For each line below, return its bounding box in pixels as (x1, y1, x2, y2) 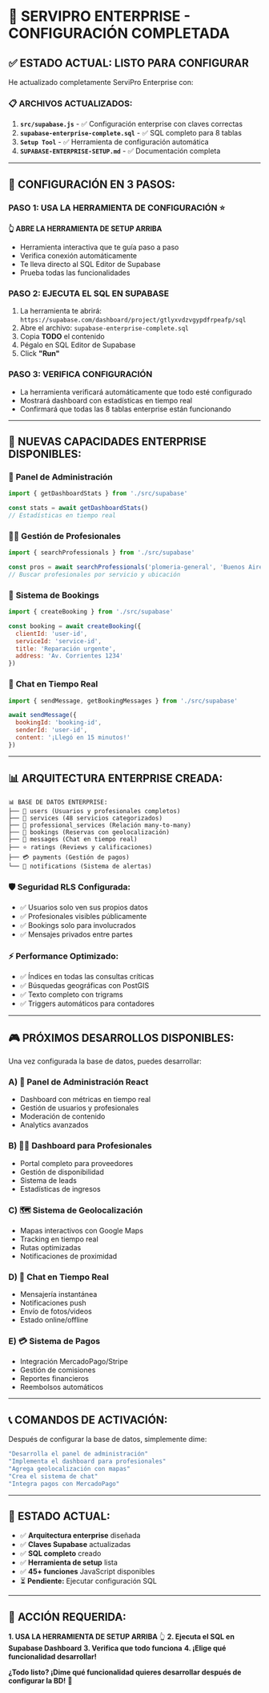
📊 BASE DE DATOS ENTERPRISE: (8, 798, 108, 806)
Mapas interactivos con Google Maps (19, 1225, 144, 1235)
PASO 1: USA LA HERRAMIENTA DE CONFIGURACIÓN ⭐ (8, 202, 226, 213)
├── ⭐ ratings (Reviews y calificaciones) (8, 843, 153, 851)
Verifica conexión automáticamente (19, 250, 138, 260)
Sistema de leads (19, 1175, 78, 1185)
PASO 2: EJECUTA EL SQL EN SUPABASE (8, 288, 170, 299)
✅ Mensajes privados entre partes (19, 930, 134, 939)
